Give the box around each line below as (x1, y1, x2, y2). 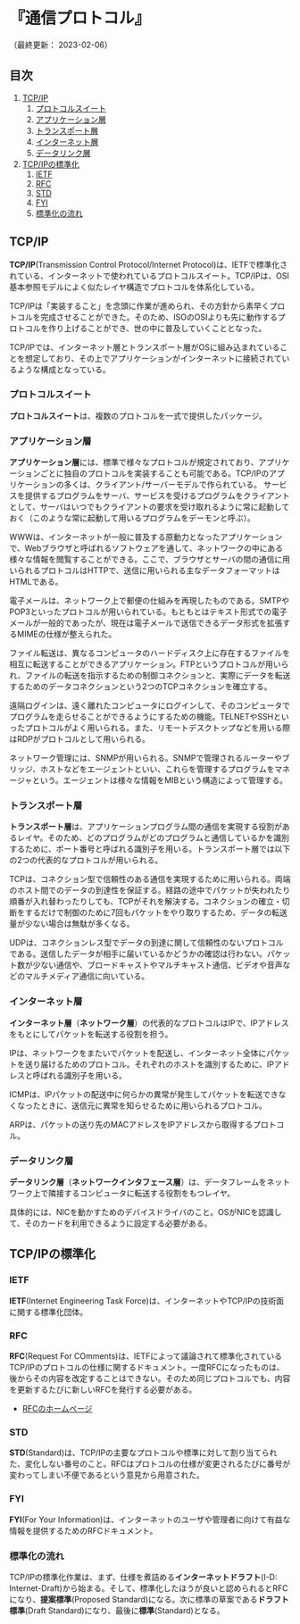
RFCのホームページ (21, 1403, 93, 1414)
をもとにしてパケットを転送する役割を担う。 (9, 1029, 173, 1039)
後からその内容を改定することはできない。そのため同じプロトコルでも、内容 (9, 1373, 291, 1384)
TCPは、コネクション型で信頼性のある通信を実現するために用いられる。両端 (9, 874, 291, 885)
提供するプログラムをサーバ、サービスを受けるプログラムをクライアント (24, 490, 290, 501)
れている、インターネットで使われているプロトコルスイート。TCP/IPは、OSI (9, 270, 290, 281)
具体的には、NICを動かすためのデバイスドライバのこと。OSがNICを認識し (9, 1207, 283, 1218)
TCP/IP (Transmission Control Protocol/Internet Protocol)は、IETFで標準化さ (9, 259, 288, 270)
